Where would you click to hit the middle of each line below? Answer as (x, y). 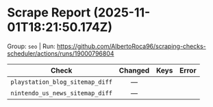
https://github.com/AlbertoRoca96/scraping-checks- (132, 46)
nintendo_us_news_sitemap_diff (62, 93)
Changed (134, 70)
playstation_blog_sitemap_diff (62, 82)
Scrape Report (49, 13)
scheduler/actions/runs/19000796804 (61, 53)
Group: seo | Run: (32, 46)
